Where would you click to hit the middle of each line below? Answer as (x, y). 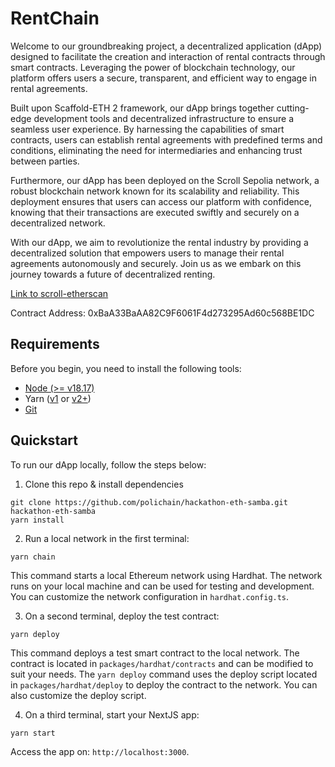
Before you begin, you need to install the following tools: (126, 368)
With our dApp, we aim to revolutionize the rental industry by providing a (159, 242)
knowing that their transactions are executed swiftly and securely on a (155, 212)
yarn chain (33, 557)
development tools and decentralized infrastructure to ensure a (164, 118)
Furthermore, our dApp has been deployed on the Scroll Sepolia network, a (165, 180)
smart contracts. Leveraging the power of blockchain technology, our (153, 67)
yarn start (33, 733)
